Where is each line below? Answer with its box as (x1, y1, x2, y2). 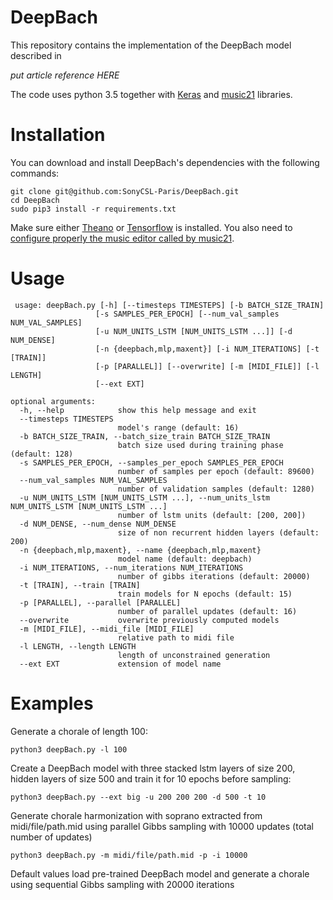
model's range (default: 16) (117, 422, 240, 433)
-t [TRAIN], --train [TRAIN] (19, 580, 141, 590)
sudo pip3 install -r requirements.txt (10, 204, 177, 214)
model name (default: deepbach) (117, 554, 253, 564)
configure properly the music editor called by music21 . (10, 232, 235, 244)
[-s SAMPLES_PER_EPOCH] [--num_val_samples (95, 309, 280, 319)
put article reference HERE (10, 69, 120, 81)
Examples (10, 692, 94, 715)
